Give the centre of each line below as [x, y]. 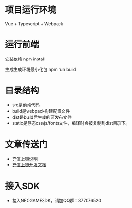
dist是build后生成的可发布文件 [42, 117]
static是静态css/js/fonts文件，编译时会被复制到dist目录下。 [71, 123]
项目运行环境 [31, 10]
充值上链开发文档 [29, 164]
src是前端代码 [26, 105]
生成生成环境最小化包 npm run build [41, 69]
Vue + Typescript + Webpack [34, 23]
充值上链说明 [25, 159]
